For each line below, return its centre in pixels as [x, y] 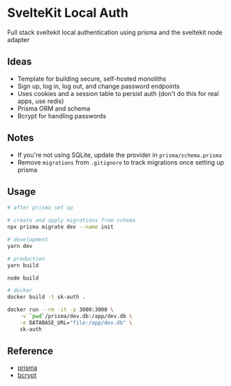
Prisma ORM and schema [54, 108]
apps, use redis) [40, 101]
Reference [30, 351]
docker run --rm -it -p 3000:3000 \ [60, 310]
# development [28, 240]
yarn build [23, 265]
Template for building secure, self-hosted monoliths [91, 78]
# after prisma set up [40, 208]
